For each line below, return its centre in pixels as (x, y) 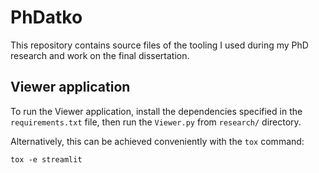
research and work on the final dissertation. (100, 55)
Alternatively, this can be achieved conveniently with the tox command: (157, 141)
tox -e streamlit (46, 159)
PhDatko (46, 17)
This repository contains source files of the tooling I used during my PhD (159, 45)
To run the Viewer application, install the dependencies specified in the (156, 111)
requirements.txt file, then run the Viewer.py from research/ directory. (156, 122)
